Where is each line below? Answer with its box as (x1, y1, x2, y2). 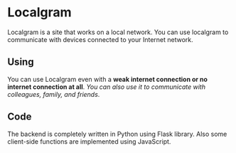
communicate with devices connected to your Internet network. (7, 35, 193, 43)
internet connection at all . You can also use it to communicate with (7, 83, 206, 91)
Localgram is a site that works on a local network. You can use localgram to (7, 28, 229, 36)
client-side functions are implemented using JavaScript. (7, 137, 171, 146)
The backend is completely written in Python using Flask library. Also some (7, 130, 227, 138)
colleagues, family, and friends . (7, 90, 100, 98)
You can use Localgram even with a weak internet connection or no (7, 75, 208, 83)
